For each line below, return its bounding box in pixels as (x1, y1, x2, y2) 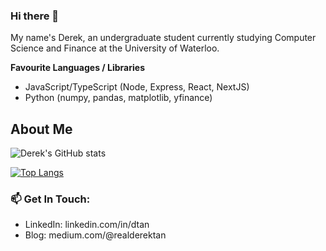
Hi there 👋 (10, 9, 60, 23)
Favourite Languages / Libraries (10, 62, 145, 74)
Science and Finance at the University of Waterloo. (10, 42, 220, 54)
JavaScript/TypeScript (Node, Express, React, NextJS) (24, 81, 250, 93)
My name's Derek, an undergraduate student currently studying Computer (10, 32, 317, 44)
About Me (10, 120, 73, 138)
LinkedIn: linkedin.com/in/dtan (24, 219, 150, 231)
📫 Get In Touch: (10, 192, 91, 206)
